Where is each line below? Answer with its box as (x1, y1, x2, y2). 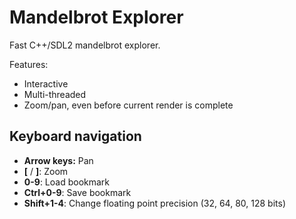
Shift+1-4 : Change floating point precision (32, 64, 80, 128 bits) (23, 197, 286, 209)
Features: (9, 58, 49, 70)
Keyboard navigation (9, 128, 142, 145)
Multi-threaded (23, 88, 87, 100)
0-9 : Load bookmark (23, 176, 111, 188)
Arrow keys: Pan (23, 154, 94, 166)
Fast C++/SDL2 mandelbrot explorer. (9, 39, 161, 51)
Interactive (23, 77, 69, 90)
